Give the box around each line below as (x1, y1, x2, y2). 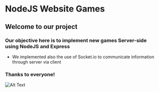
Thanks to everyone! (5, 71, 55, 78)
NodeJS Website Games (5, 3, 105, 14)
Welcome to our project (5, 23, 78, 31)
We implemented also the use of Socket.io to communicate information (12, 54, 155, 60)
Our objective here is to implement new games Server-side (5, 37, 147, 44)
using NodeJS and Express (5, 43, 70, 50)
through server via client (12, 59, 62, 65)
